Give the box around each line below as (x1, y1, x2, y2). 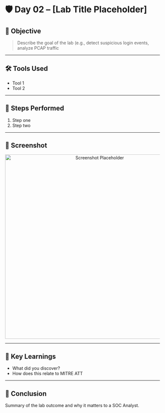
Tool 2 (12, 85, 26, 91)
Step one (12, 117, 31, 123)
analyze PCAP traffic (17, 45, 59, 51)
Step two (12, 122, 31, 128)
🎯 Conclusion (5, 389, 47, 398)
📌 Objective (5, 27, 41, 35)
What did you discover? (12, 365, 60, 371)
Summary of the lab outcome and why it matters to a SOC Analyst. (5, 403, 139, 409)
